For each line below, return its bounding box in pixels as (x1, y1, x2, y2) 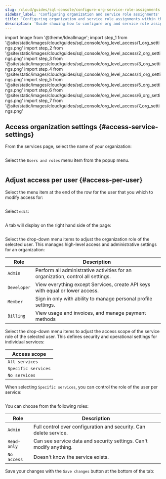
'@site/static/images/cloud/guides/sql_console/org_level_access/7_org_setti (5, 103, 160, 109)
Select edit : (5, 208, 30, 214)
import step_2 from (24, 45, 63, 51)
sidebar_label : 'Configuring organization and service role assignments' (5, 12, 161, 17)
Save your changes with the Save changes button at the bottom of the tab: (5, 468, 155, 474)
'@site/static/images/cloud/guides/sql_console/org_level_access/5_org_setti (5, 82, 161, 88)
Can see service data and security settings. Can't (33, 437, 148, 444)
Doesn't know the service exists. (33, 453, 109, 460)
